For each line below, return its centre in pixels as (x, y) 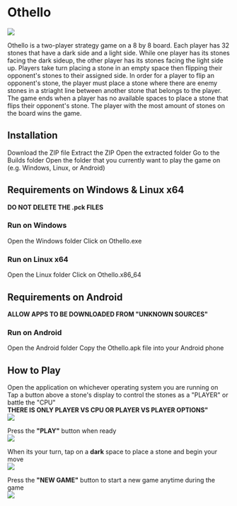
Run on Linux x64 (38, 259)
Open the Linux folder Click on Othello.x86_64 (74, 275)
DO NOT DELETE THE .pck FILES (56, 207)
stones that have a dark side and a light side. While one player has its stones (118, 53)
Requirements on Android (65, 297)
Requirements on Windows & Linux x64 (96, 190)
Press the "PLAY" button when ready (62, 431)
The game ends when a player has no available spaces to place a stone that (118, 98)
